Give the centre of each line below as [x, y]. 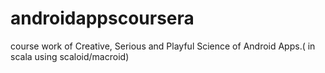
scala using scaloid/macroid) [70, 56]
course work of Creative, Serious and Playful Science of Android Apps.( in [163, 46]
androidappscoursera [102, 18]
